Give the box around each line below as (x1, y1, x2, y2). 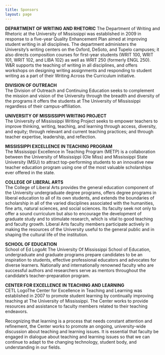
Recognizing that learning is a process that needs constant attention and (5, 318, 153, 324)
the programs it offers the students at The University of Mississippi (5, 98, 141, 104)
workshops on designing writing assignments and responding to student (5, 67, 152, 73)
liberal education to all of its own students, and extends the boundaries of (5, 195, 155, 200)
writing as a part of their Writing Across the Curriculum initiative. (5, 73, 135, 79)
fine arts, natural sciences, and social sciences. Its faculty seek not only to (5, 205, 157, 211)
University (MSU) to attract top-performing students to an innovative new (5, 159, 154, 165)
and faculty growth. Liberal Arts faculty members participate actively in (5, 221, 149, 227)
